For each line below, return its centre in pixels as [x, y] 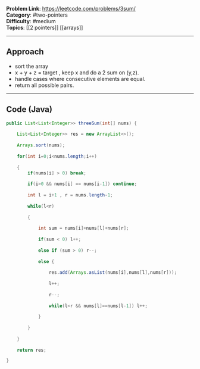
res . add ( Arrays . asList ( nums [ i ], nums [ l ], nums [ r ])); [113, 273]
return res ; [32, 350]
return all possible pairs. [44, 85]
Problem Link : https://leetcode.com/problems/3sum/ [71, 9]
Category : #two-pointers [37, 15]
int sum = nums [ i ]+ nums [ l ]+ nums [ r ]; [83, 229]
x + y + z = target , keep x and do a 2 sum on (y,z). [77, 72]
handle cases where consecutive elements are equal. [80, 79]
